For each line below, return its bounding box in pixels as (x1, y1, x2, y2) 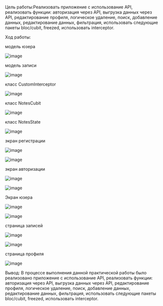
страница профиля (5, 251, 44, 257)
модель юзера (5, 44, 36, 49)
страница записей (5, 223, 43, 228)
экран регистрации (5, 138, 45, 144)
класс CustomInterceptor (5, 81, 56, 87)
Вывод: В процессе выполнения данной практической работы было (5, 270, 147, 275)
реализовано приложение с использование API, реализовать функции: (5, 275, 153, 281)
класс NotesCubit (5, 100, 41, 106)
